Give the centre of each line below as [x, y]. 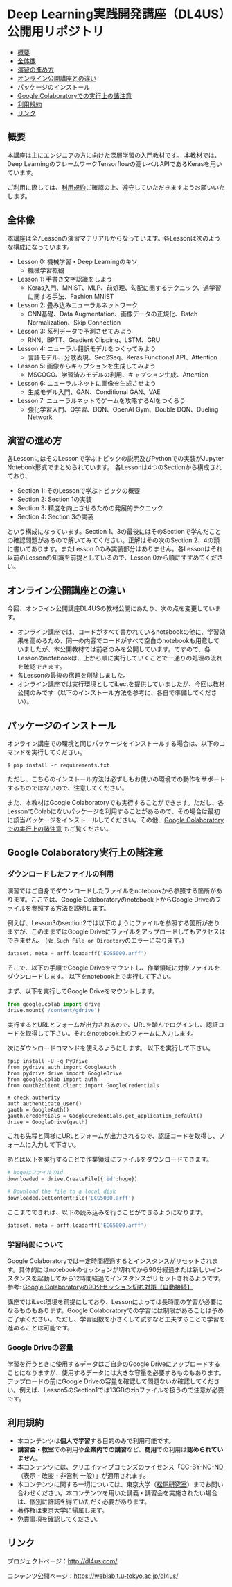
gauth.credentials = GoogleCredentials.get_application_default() [105, 1116]
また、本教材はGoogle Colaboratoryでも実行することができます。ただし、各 [116, 803]
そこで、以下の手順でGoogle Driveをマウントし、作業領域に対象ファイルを [114, 968]
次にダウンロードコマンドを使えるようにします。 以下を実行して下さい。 [111, 1048]
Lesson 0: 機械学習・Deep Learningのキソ [78, 261]
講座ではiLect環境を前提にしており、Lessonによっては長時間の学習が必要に [115, 1301]
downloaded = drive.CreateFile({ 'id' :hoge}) [72, 1179]
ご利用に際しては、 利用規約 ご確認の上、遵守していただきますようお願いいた [116, 187]
